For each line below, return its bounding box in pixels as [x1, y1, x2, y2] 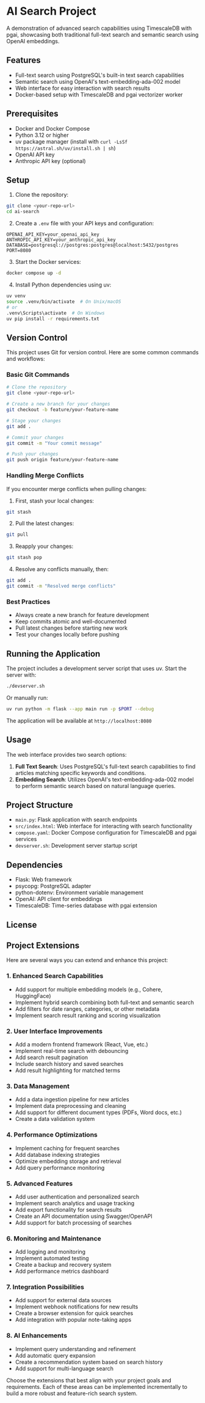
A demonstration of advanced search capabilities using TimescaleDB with [6, 24, 192, 32]
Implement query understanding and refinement [15, 1345, 136, 1352]
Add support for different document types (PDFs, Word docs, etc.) [15, 1109, 182, 1116]
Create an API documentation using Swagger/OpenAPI [15, 1212, 153, 1220]
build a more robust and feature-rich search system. [6, 1390, 138, 1397]
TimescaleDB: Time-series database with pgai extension [15, 902, 157, 909]
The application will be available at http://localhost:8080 [6, 716, 152, 724]
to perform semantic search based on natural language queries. [15, 782, 176, 789]
